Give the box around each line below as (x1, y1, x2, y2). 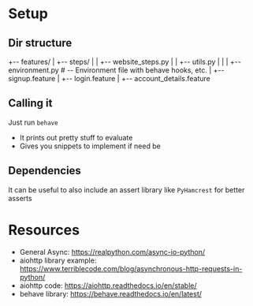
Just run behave (8, 118, 58, 127)
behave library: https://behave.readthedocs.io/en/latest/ (19, 289, 203, 298)
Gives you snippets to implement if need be (19, 141, 162, 151)
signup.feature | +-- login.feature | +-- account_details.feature (8, 74, 210, 83)
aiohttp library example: (19, 256, 97, 265)
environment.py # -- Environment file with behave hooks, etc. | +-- (8, 65, 225, 75)
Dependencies (8, 164, 81, 177)
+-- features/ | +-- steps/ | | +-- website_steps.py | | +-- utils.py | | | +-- (8, 57, 242, 66)
